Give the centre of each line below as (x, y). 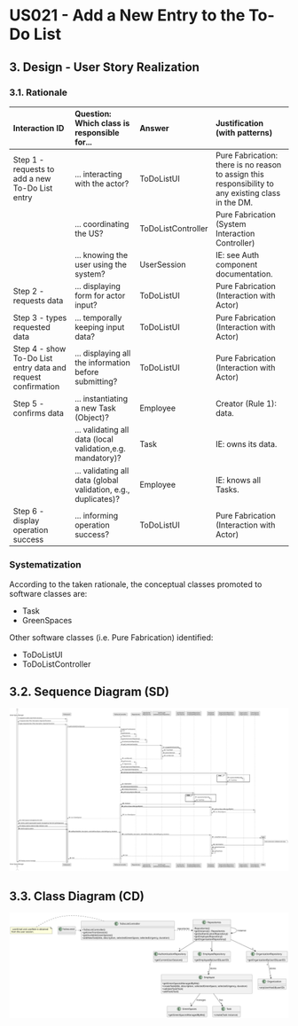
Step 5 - (28, 403)
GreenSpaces (47, 620)
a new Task (96, 408)
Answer (154, 128)
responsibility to (245, 184)
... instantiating (102, 399)
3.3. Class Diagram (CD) (77, 896)
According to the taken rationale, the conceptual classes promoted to (136, 584)
